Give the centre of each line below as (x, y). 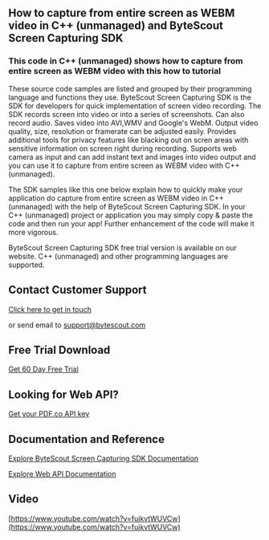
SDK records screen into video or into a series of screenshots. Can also (126, 114)
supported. (26, 265)
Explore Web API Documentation (62, 473)
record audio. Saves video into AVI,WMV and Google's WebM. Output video (133, 123)
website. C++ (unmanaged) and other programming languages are (118, 256)
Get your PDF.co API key (49, 414)
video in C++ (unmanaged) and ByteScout (116, 26)
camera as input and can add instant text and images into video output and (132, 156)
